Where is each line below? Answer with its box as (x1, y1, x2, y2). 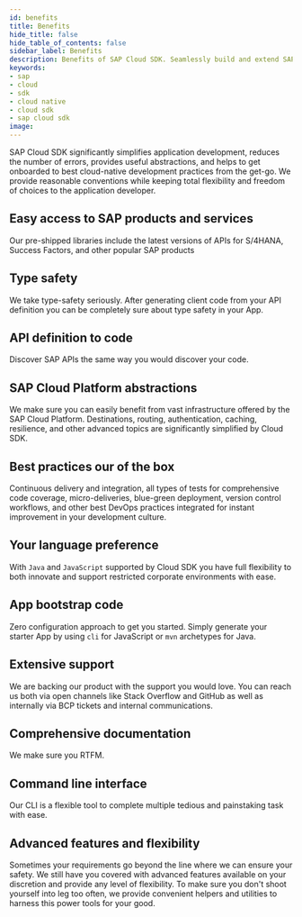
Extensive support (9, 657, 115, 672)
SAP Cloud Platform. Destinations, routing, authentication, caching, (9, 413, 258, 424)
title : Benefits (9, 22, 70, 31)
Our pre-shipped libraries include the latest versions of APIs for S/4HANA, (9, 235, 284, 246)
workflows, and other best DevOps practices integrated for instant (9, 502, 254, 513)
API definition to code (9, 331, 133, 346)
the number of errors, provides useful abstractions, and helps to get (9, 157, 261, 167)
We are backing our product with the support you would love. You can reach (9, 681, 292, 692)
